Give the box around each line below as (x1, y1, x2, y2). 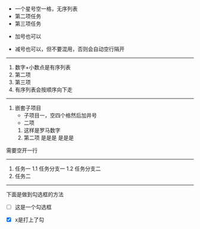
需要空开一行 (6, 147, 37, 154)
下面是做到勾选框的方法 (6, 191, 64, 198)
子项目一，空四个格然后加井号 (23, 112, 97, 119)
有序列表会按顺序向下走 (14, 86, 73, 93)
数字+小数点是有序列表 (14, 64, 71, 70)
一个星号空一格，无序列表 (14, 5, 78, 12)
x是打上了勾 (14, 216, 45, 224)
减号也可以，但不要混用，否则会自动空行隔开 (14, 45, 125, 52)
